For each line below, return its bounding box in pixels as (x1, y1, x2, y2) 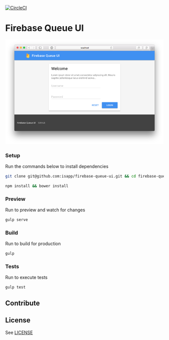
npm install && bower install (5, 183, 69, 189)
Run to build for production (5, 241, 61, 247)
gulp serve (5, 217, 28, 222)
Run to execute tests (5, 274, 48, 280)
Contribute (5, 299, 40, 307)
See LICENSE (5, 329, 33, 335)
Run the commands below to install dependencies (5, 163, 109, 169)
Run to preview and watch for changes (5, 207, 86, 213)
